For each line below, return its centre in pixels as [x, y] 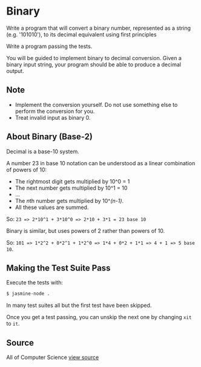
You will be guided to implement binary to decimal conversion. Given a [94, 58]
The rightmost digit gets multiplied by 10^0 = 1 [72, 181]
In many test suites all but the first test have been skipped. [79, 306]
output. [15, 70]
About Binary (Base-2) [49, 137]
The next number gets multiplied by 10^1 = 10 [71, 188]
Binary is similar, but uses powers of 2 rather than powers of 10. [86, 231]
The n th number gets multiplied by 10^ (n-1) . [69, 201]
